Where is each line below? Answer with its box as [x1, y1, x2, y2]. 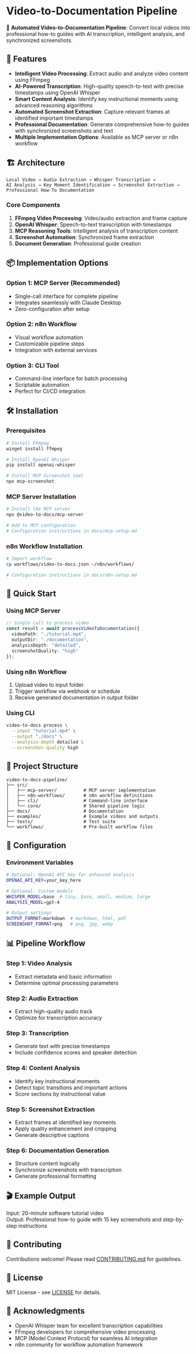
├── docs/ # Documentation [6, 808, 124, 814]
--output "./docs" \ [11, 733, 63, 739]
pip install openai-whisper [6, 462, 76, 468]
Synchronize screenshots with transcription [14, 1166, 122, 1173]
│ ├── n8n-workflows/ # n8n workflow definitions [6, 793, 153, 799]
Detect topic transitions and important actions [14, 1084, 127, 1091]
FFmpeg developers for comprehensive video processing [14, 1328, 156, 1335]
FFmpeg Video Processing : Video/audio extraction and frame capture [14, 214, 188, 222]
